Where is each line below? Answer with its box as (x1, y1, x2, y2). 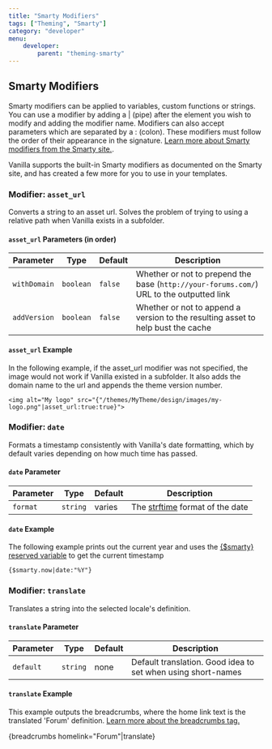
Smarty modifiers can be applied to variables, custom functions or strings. (8, 101, 257, 110)
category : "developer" (8, 27, 85, 35)
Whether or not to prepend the (135, 268, 252, 280)
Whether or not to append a (135, 302, 241, 313)
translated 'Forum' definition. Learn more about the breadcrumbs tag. (8, 715, 240, 725)
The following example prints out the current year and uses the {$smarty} (8, 542, 254, 552)
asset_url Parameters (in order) (8, 234, 117, 244)
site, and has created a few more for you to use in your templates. (8, 168, 228, 178)
